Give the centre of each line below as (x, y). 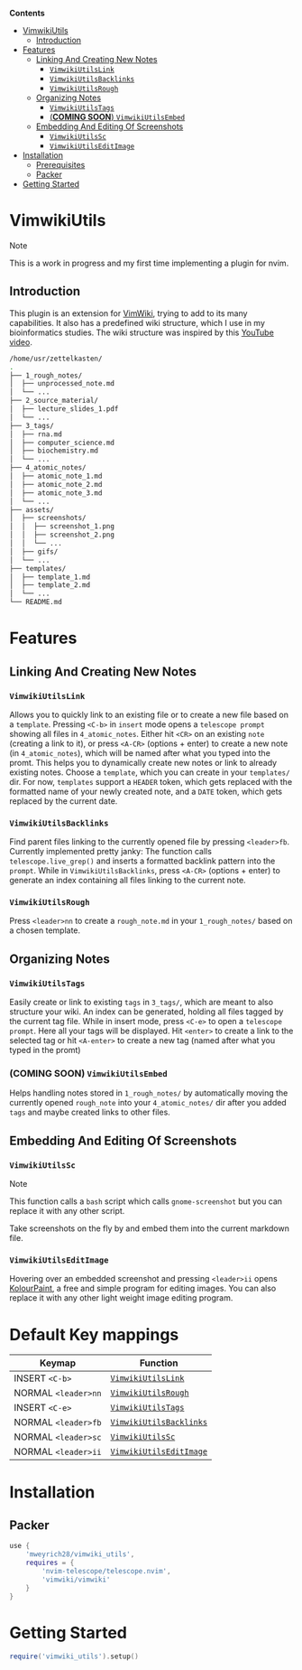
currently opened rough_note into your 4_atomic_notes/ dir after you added (148, 1103)
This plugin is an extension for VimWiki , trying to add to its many (128, 313)
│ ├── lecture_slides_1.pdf (64, 409)
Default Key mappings (94, 1334)
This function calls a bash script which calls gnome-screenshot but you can (146, 1201)
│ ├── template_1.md (50, 577)
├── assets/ (32, 509)
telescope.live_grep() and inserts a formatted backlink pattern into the (142, 861)
